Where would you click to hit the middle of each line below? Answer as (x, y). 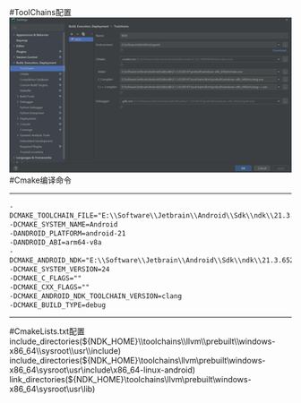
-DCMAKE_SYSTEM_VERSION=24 (60, 269)
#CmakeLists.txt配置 (47, 331)
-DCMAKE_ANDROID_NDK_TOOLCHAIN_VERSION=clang (95, 296)
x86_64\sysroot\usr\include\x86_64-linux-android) (102, 370)
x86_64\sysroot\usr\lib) (52, 389)
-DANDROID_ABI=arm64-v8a (56, 242)
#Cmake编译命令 (40, 180)
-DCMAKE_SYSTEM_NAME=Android (64, 224)
